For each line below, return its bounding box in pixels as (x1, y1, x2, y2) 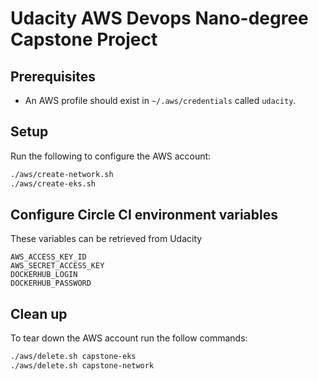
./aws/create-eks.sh (10, 178, 97, 189)
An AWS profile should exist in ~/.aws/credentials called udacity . (24, 95, 297, 106)
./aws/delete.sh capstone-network (10, 361, 155, 371)
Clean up (10, 305, 68, 322)
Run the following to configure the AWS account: (10, 150, 212, 162)
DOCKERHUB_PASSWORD (10, 278, 92, 289)
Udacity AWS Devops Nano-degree (10, 7, 309, 30)
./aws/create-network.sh (10, 169, 114, 179)
